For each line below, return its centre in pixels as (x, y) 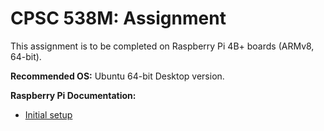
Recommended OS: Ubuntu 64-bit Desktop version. (117, 76)
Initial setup (48, 114)
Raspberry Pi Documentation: (73, 95)
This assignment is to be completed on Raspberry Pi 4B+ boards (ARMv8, (162, 46)
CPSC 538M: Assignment (118, 18)
